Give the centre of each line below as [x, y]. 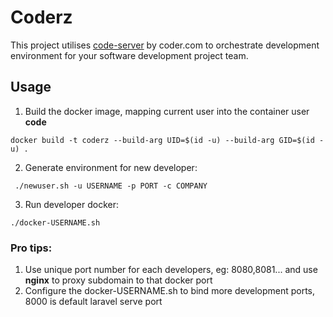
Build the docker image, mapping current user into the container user [167, 111]
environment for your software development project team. [129, 55]
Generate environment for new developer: [111, 167]
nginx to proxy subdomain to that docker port [118, 280]
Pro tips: [31, 248]
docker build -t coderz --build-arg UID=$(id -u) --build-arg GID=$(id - [167, 140]
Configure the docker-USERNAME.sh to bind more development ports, [170, 291]
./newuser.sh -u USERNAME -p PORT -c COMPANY [111, 186]
